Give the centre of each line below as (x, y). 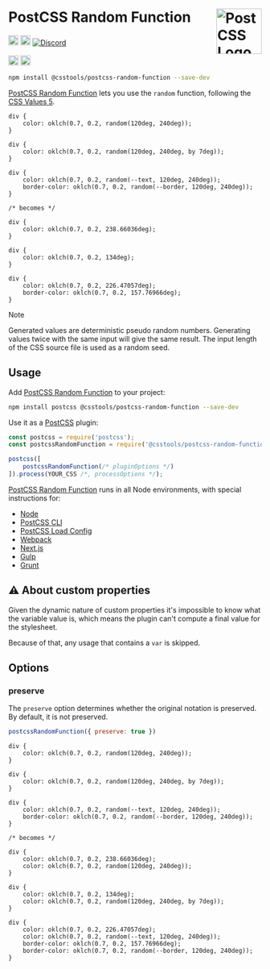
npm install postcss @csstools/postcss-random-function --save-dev (124, 407)
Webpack (36, 539)
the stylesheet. (33, 627)
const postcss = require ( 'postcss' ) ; (72, 437)
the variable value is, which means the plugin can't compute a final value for (134, 618)
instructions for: (35, 498)
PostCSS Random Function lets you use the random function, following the (130, 93)
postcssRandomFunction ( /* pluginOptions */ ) (98, 467)
